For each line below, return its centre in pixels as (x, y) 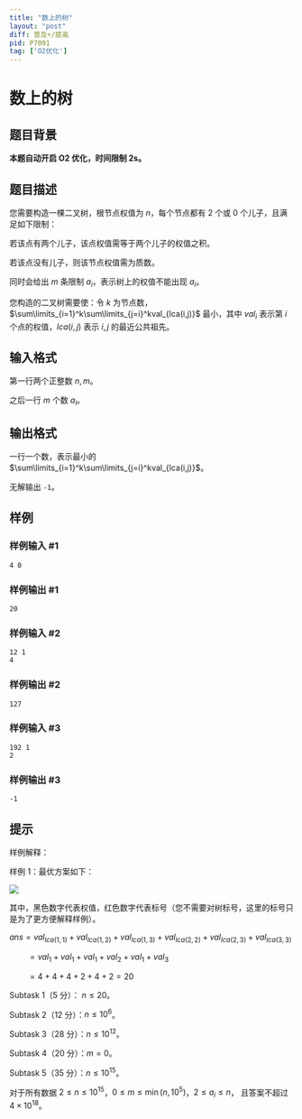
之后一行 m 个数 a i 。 (47, 401)
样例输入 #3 (35, 728)
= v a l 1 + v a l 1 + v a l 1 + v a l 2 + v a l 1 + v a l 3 (100, 957)
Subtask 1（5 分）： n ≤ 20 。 (62, 994)
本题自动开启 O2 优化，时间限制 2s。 (78, 158)
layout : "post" (38, 26)
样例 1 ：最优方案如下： (52, 871)
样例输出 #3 (35, 780)
